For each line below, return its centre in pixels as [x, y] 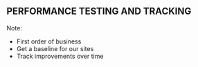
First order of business [49, 41]
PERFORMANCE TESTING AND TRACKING [99, 11]
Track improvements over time [60, 56]
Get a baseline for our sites [55, 48]
